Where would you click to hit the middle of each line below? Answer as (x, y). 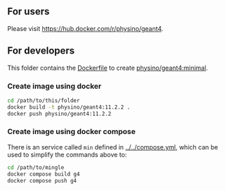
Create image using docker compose (71, 132)
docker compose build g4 (44, 174)
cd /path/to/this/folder (44, 100)
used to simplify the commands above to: (67, 154)
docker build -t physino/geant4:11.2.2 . (69, 107)
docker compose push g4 (42, 180)
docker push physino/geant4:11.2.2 (59, 113)
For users (28, 12)
